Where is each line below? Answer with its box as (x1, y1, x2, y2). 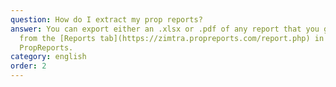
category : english (10, 52, 87, 62)
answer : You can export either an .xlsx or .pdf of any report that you (10, 24, 320, 34)
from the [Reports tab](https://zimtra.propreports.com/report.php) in (19, 33, 325, 43)
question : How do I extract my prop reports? (10, 14, 203, 25)
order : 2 (10, 61, 47, 71)
